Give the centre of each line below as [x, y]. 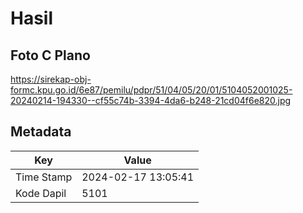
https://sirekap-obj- [51, 79]
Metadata [41, 132]
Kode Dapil [41, 193]
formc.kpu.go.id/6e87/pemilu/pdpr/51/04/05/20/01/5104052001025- [151, 90]
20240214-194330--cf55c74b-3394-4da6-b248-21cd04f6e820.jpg [151, 100]
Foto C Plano [50, 55]
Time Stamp [44, 177]
